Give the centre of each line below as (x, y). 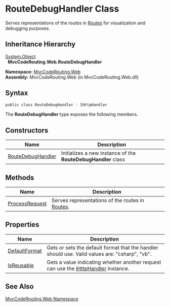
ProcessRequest (27, 203)
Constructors (27, 130)
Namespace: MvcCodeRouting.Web (43, 72)
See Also (19, 286)
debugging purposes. (28, 28)
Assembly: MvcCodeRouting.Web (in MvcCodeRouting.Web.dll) (72, 77)
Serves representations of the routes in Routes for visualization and (75, 23)
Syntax (17, 93)
